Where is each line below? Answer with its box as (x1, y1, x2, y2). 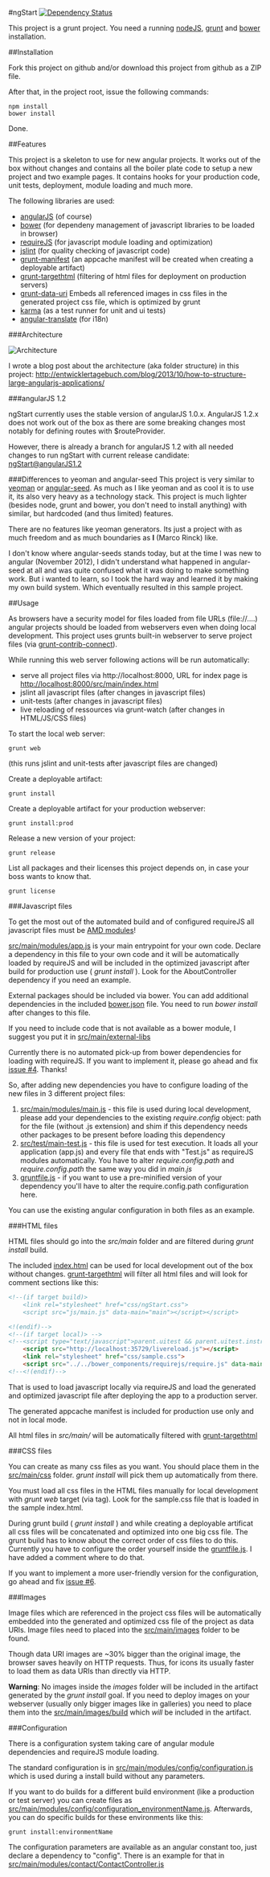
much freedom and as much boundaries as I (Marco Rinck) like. (8, 533, 219, 542)
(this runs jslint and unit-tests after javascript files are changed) (8, 758, 219, 768)
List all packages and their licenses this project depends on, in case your (8, 863, 249, 873)
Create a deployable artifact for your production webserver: (8, 804, 207, 813)
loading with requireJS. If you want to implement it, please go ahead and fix (8, 1056, 259, 1066)
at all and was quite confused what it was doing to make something (27, 565, 249, 575)
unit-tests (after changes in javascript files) (19, 696, 163, 705)
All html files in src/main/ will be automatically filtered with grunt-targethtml (8, 1430, 258, 1440)
